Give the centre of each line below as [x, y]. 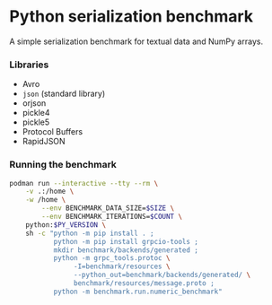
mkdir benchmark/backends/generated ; [126, 250]
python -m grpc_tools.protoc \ [112, 258]
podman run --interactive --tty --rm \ [84, 183]
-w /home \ [46, 200]
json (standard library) [64, 94]
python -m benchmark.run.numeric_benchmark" [138, 292]
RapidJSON [44, 142]
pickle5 [36, 122]
